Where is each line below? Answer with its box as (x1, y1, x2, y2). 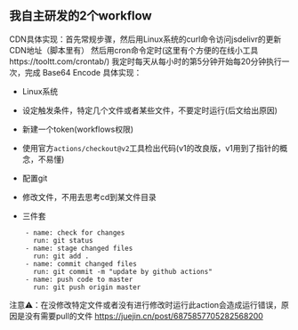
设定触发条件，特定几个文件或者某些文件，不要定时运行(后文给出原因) (21, 105, 278, 116)
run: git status (32, 236, 93, 245)
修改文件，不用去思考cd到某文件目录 (21, 191, 157, 202)
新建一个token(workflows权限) (21, 124, 133, 134)
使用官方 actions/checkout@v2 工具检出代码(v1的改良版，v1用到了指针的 (21, 142, 280, 153)
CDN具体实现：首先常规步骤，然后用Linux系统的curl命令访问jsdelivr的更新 (9, 34, 282, 44)
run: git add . (32, 252, 90, 261)
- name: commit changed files (25, 259, 138, 269)
